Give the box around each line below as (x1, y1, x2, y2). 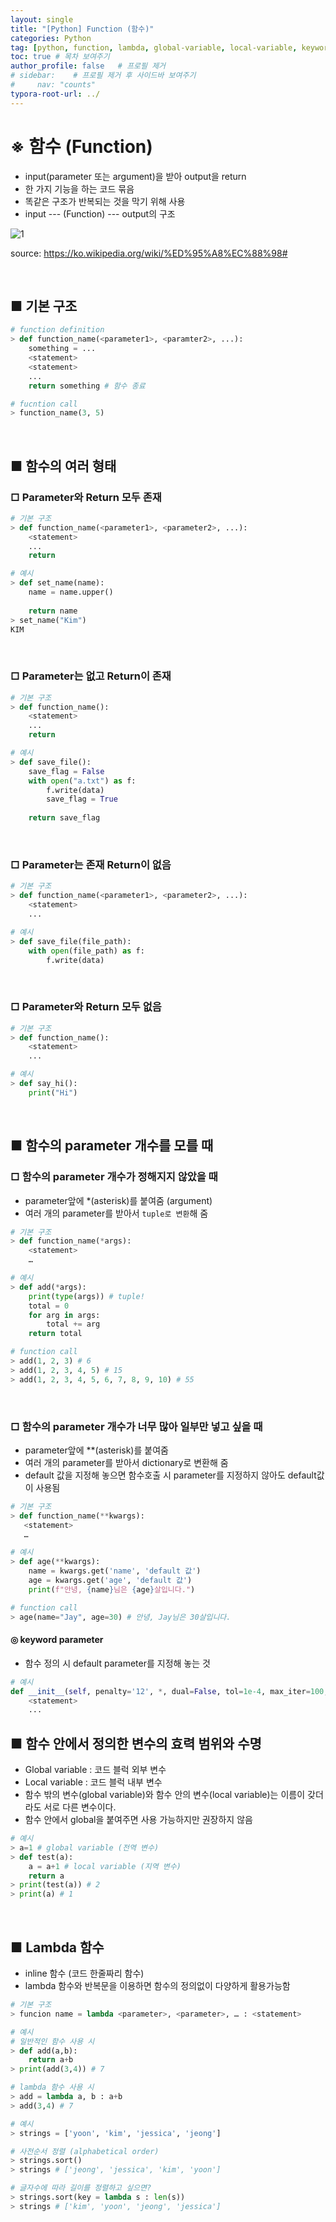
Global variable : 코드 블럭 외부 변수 (24, 1764, 167, 1776)
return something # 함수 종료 (28, 381, 146, 391)
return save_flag (28, 813, 101, 823)
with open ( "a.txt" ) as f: (28, 776, 137, 786)
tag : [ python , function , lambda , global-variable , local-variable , (10, 42, 298, 53)
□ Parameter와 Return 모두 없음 (10, 1000, 162, 1014)
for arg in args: (28, 1310, 101, 1320)
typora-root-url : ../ (10, 89, 101, 99)
